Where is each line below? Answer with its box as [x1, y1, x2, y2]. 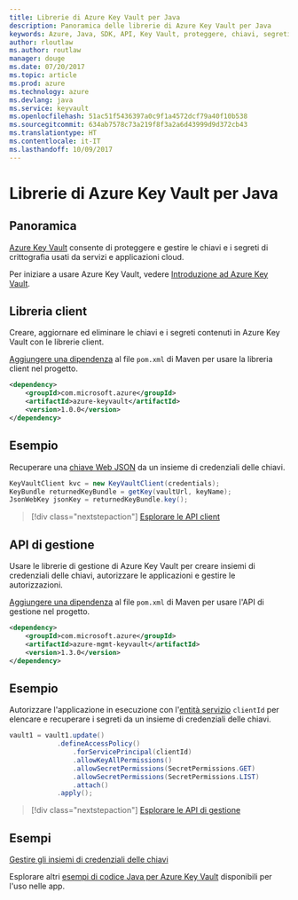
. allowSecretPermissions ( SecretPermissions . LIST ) [72, 772, 260, 781]
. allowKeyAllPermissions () [72, 755, 173, 764]
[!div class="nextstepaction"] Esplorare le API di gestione [30, 805, 241, 816]
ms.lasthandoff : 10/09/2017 [9, 145, 114, 154]
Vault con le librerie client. [9, 336, 105, 347]
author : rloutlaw [9, 37, 74, 47]
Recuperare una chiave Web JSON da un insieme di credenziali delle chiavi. [9, 462, 286, 472]
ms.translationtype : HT [9, 129, 98, 138]
